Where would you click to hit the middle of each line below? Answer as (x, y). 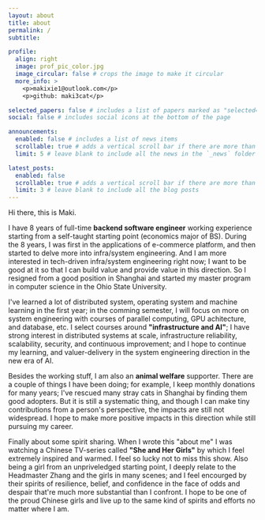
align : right (37, 59)
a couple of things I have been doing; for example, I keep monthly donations (132, 385)
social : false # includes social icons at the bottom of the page (119, 118)
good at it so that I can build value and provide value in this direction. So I (127, 270)
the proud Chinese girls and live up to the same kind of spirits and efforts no (132, 501)
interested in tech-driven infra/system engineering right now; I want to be (127, 262)
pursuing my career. (41, 427)
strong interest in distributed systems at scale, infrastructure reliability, (123, 336)
